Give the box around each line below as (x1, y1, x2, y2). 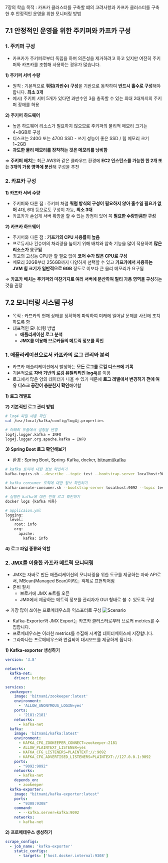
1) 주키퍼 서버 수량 (5, 72, 40, 78)
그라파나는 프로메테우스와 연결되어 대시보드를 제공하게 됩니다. (12, 637, 133, 643)
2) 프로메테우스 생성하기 (5, 829, 52, 835)
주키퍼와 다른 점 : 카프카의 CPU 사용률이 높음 (12, 234, 100, 240)
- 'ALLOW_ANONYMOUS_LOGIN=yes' (18, 703, 84, 708)
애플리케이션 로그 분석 (19, 331, 63, 337)
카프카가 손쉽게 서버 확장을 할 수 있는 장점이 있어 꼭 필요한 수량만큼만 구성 (12, 213, 156, 219)
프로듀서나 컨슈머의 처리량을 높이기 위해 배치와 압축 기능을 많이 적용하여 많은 (12, 240, 162, 246)
